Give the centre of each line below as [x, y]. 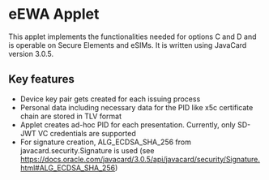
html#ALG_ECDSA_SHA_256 [68, 168]
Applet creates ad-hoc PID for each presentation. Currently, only [128, 124]
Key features [41, 79]
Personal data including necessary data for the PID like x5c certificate [137, 107]
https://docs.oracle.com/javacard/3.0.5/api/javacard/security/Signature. [140, 159]
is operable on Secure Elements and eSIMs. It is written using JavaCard [128, 45]
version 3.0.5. [31, 54]
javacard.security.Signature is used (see [87, 150]
